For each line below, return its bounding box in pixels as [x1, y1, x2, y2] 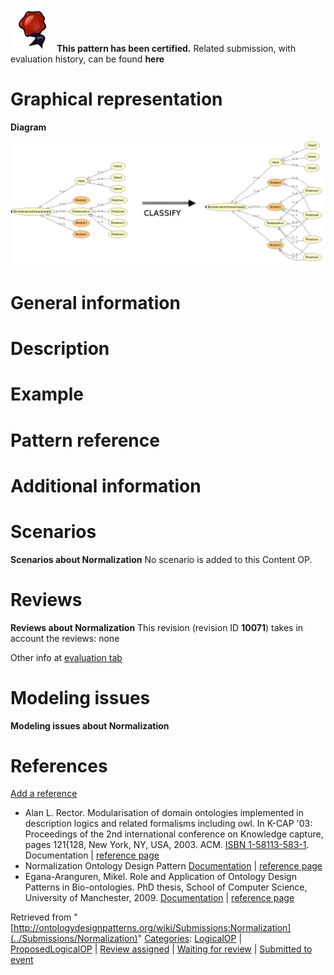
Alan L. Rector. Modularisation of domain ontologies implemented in [24, 807, 304, 819]
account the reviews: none [10, 632, 120, 644]
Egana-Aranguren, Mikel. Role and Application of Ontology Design [24, 871, 297, 883]
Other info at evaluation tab [10, 651, 123, 663]
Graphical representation [10, 88, 223, 111]
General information [10, 291, 181, 314]
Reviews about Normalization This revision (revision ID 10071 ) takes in [10, 621, 304, 633]
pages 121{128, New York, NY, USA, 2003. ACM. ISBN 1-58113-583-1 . [24, 839, 310, 851]
